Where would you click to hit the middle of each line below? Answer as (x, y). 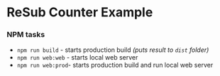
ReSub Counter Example (80, 12)
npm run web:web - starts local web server (77, 58)
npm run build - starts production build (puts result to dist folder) (113, 50)
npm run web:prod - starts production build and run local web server (115, 65)
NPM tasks (26, 35)
